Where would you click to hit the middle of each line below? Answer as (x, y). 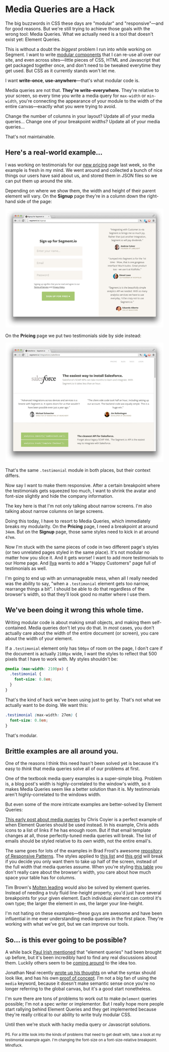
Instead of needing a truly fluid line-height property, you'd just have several (83, 893)
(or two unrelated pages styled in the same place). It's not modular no (77, 552)
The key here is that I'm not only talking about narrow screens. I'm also (79, 506)
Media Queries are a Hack (60, 9)
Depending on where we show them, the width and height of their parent (80, 190)
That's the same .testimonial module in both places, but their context (78, 470)
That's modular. (21, 735)
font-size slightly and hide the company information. (59, 496)
